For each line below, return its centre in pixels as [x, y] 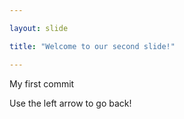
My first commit [42, 83]
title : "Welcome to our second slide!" [92, 46]
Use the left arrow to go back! [70, 103]
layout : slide [39, 28]
